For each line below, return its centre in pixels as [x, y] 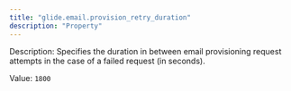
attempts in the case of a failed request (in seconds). [107, 61]
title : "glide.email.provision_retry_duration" [100, 17]
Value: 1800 [30, 78]
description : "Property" [56, 26]
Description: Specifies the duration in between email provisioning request [145, 51]
